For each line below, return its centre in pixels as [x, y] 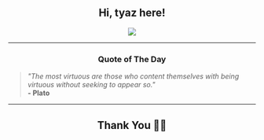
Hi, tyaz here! [132, 13]
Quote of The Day [132, 59]
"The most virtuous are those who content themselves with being [133, 76]
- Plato [38, 93]
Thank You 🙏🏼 [132, 125]
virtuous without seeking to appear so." [91, 85]
